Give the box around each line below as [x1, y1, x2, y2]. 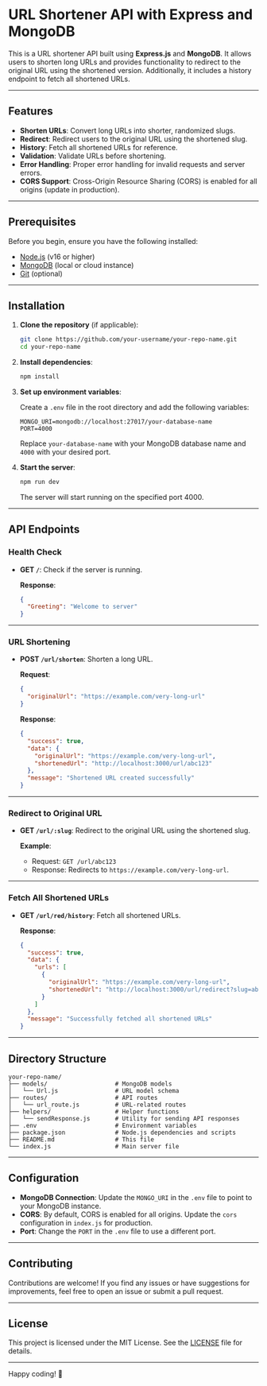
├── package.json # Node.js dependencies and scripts [8, 1129, 237, 1137]
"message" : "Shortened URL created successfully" [27, 774, 195, 782]
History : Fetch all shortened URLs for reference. [19, 142, 178, 152]
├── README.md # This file [8, 1136, 155, 1144]
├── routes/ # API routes [8, 1094, 158, 1102]
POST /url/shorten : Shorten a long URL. [19, 654, 153, 664]
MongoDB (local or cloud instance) [19, 260, 134, 269]
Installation [8, 299, 65, 312]
